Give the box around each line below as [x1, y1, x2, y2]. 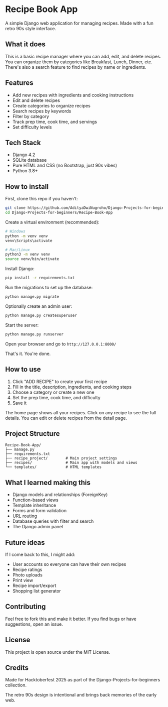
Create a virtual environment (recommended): [5, 219, 100, 225]
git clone [5, 205, 26, 210]
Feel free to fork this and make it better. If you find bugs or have [5, 616, 136, 622]
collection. [5, 682, 27, 688]
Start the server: [5, 322, 39, 328]
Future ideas [5, 538, 45, 547]
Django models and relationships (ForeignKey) [12, 492, 108, 498]
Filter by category [12, 113, 49, 119]
